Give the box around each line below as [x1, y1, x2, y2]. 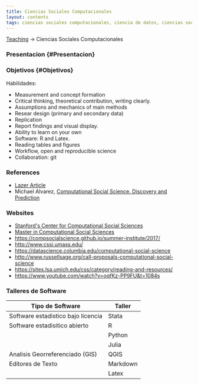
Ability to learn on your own [14, 128, 82, 135]
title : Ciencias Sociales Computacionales [6, 8, 112, 15]
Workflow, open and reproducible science [14, 147, 117, 154]
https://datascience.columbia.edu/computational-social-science [14, 247, 171, 254]
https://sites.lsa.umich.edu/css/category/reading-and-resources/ [14, 266, 173, 273]
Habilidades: [6, 79, 37, 87]
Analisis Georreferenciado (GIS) [9, 350, 97, 359]
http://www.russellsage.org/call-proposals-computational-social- [14, 254, 174, 261]
